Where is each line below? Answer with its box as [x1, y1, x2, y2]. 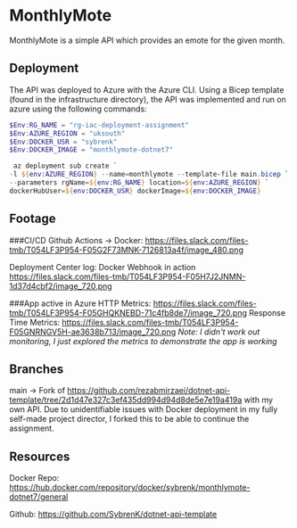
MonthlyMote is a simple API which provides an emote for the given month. [9, 35, 285, 45]
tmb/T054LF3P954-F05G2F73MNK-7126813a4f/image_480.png [9, 244, 243, 255]
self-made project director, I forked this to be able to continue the [9, 414, 250, 425]
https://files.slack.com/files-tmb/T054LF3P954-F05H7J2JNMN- [9, 271, 246, 282]
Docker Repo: [9, 473, 60, 483]
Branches [9, 361, 64, 376]
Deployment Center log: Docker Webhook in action [9, 261, 196, 272]
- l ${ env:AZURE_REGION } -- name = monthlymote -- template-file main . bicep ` [9, 170, 290, 179]
